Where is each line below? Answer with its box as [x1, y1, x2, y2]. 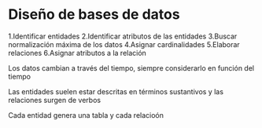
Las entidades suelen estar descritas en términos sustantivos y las [8, 86, 224, 96]
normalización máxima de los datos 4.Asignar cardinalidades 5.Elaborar [8, 39, 240, 49]
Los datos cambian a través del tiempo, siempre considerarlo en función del [8, 63, 254, 72]
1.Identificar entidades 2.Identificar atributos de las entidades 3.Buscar [8, 31, 238, 41]
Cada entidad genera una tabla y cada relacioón [8, 110, 164, 119]
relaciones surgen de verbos [8, 95, 101, 104]
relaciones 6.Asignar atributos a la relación [8, 48, 147, 57]
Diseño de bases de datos [8, 5, 180, 24]
